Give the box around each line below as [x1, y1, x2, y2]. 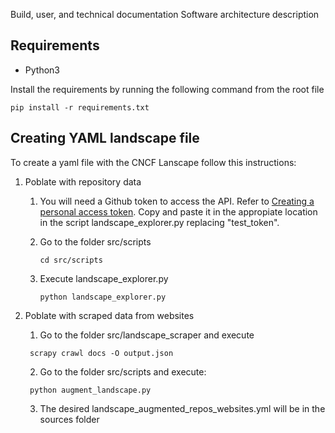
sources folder [39, 413, 100, 425]
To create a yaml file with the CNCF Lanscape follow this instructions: [10, 156, 297, 168]
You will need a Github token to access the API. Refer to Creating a [39, 195, 315, 207]
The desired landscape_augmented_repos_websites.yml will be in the [39, 402, 326, 414]
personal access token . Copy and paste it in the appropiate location [39, 205, 318, 218]
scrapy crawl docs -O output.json [29, 348, 174, 358]
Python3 [24, 64, 60, 76]
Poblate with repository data [24, 175, 142, 188]
